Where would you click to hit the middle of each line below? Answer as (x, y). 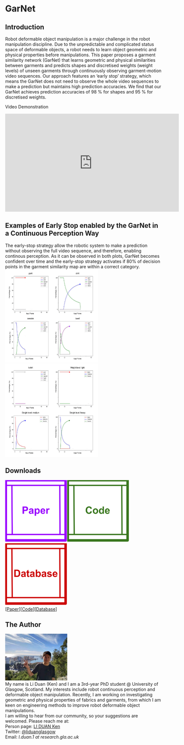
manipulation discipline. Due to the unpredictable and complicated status (80, 44)
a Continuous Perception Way (52, 234)
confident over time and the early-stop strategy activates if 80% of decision (83, 261)
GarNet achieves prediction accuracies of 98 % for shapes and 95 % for (79, 92)
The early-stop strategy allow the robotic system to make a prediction (76, 245)
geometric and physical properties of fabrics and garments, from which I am (83, 700)
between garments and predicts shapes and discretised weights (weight (79, 65)
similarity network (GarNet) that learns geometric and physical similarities (80, 60)
